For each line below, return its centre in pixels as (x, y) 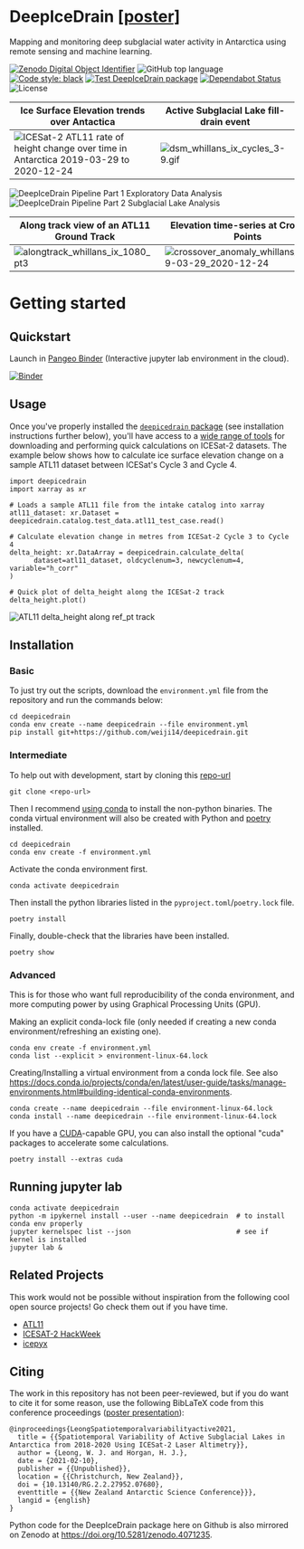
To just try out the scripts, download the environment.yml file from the (139, 690)
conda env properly (46, 1223)
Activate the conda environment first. (79, 869)
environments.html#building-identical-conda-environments (120, 1092)
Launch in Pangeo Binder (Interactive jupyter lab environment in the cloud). (149, 358)
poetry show (32, 952)
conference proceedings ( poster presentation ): (97, 1412)
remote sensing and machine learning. (81, 51)
